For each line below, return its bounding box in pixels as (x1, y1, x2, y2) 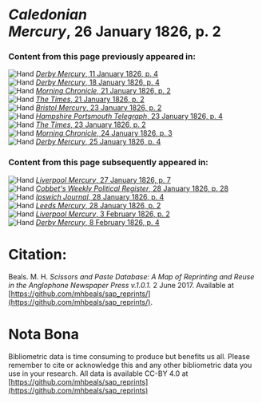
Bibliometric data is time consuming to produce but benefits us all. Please (8, 351, 250, 361)
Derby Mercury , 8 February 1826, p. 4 (35, 217, 160, 227)
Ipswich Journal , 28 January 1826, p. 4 (35, 192, 165, 201)
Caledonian (8, 6, 88, 24)
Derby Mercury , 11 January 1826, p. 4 (35, 69, 158, 79)
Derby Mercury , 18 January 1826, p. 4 (35, 77, 160, 87)
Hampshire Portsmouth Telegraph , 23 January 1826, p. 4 (35, 112, 224, 121)
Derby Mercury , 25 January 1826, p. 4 (35, 137, 161, 147)
